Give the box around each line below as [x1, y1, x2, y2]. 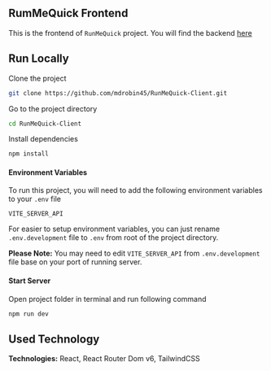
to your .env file [8, 194, 61, 204]
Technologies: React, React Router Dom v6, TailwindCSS [8, 354, 201, 364]
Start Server [8, 276, 51, 286]
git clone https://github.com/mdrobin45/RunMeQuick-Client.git [8, 89, 228, 97]
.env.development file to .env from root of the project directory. [8, 233, 219, 242]
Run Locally [8, 52, 69, 66]
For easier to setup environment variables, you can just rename [8, 224, 221, 234]
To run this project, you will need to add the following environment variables [8, 185, 263, 195]
